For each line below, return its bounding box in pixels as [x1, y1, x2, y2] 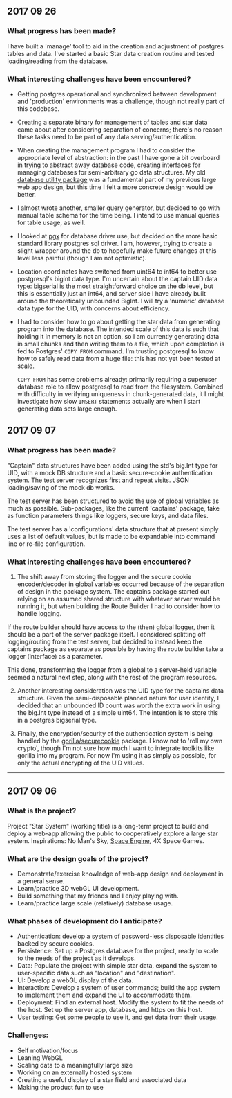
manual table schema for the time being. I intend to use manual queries [17, 211, 220, 219]
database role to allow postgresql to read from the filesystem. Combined [17, 382, 224, 391]
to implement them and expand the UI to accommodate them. [17, 991, 192, 1000]
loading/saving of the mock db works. [7, 483, 115, 491]
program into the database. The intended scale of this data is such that [17, 325, 220, 333]
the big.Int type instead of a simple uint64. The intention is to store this [17, 708, 219, 716]
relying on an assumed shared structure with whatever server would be [17, 594, 220, 603]
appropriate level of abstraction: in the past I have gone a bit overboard [17, 153, 220, 161]
